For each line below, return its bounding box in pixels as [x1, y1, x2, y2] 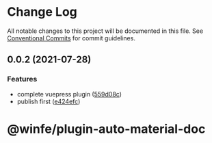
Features [7, 75, 38, 84]
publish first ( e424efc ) [16, 97, 81, 105]
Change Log [7, 4, 77, 20]
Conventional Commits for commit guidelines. [7, 34, 135, 42]
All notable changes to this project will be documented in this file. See [7, 27, 204, 35]
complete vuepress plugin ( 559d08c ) [16, 90, 122, 98]
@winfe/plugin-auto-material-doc [7, 121, 206, 137]
